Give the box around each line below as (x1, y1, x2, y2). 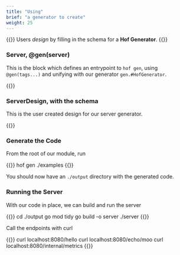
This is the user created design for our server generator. (6, 110, 143, 117)
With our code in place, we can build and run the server (6, 201, 142, 208)
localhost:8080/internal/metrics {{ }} (6, 242, 93, 249)
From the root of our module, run (6, 150, 86, 157)
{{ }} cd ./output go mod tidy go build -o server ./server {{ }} (6, 213, 149, 220)
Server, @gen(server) (6, 51, 70, 59)
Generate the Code (6, 136, 62, 145)
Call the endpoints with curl (6, 224, 73, 231)
